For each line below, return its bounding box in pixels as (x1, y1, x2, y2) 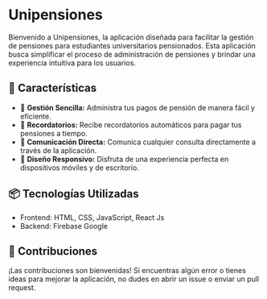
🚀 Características (8, 81, 97, 95)
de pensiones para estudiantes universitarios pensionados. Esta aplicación (8, 40, 256, 50)
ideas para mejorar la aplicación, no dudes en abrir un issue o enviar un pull (8, 274, 260, 284)
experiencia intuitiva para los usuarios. (8, 58, 137, 68)
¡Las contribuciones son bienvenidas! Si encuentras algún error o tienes (8, 266, 247, 276)
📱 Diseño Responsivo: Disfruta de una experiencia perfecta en (19, 154, 229, 164)
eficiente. (19, 111, 51, 121)
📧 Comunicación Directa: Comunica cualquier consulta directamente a (19, 137, 256, 147)
